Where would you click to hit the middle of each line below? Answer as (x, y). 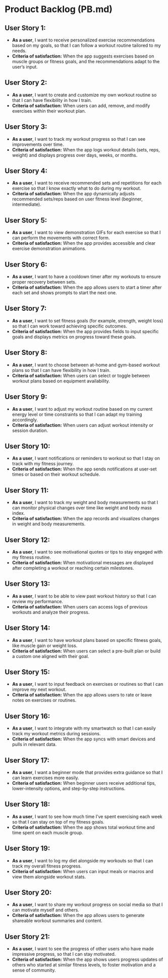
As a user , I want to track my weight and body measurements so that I (85, 503)
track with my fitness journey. (43, 464)
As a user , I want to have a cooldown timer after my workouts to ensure (86, 277)
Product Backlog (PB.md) (59, 9)
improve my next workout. (39, 689)
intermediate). (26, 204)
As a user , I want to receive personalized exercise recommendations (83, 40)
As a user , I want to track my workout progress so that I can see (79, 139)
